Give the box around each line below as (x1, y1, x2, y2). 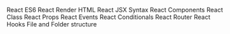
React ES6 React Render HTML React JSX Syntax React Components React (6, 6, 224, 14)
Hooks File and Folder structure (6, 20, 98, 28)
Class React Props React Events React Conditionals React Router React (6, 13, 210, 21)
